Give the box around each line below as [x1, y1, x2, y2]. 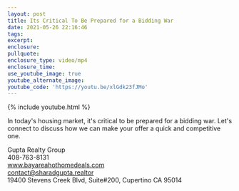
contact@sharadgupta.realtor [7, 168, 94, 177]
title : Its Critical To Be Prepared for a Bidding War [7, 17, 174, 24]
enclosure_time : [7, 63, 56, 71]
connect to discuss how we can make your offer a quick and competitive [7, 124, 221, 133]
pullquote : [7, 51, 40, 58]
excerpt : [7, 37, 34, 44]
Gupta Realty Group [7, 145, 66, 154]
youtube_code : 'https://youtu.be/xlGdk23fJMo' [7, 83, 148, 91]
